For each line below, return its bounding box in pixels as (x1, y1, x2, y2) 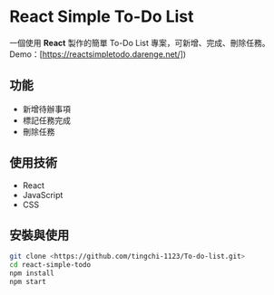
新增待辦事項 (22, 103, 71, 114)
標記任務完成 (22, 115, 71, 126)
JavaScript (22, 189, 64, 200)
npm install (9, 269, 54, 278)
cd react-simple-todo (9, 261, 92, 270)
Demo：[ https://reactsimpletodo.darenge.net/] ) (9, 48, 187, 60)
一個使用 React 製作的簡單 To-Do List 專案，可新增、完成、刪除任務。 (9, 37, 270, 48)
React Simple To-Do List (9, 6, 194, 27)
